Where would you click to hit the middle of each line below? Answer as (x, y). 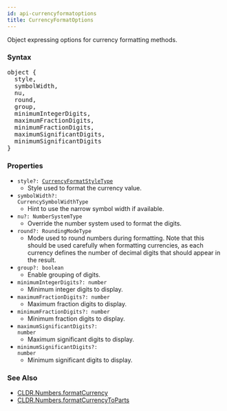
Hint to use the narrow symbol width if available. (96, 209)
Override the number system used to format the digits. (105, 223)
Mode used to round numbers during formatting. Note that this (116, 238)
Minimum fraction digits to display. (76, 319)
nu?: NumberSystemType (50, 217)
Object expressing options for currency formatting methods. (92, 39)
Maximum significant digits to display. (81, 339)
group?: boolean (40, 268)
